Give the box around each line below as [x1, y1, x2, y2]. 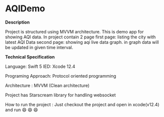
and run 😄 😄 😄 [5, 107, 39, 113]
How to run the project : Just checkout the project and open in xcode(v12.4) [5, 101, 160, 107]
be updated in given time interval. [5, 44, 73, 50]
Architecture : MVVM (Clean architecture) [5, 82, 90, 88]
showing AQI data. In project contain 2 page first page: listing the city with [5, 34, 156, 40]
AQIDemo [5, 3, 45, 14]
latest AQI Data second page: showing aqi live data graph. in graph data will [5, 39, 159, 45]
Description [5, 19, 30, 25]
